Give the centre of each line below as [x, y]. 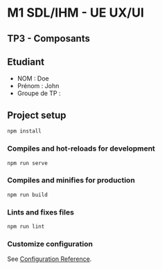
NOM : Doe [33, 78]
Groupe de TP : [39, 93]
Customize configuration [50, 244]
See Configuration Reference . [49, 259]
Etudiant [26, 61]
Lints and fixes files [41, 212]
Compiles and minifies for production [71, 180]
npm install [24, 131]
